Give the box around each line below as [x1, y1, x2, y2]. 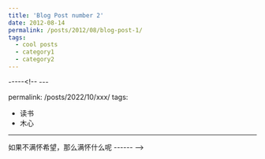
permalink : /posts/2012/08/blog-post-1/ [8, 26, 144, 34]
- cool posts [15, 41, 58, 49]
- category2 [15, 56, 55, 64]
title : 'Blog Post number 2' [8, 11, 104, 20]
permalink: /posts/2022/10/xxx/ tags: [8, 92, 129, 102]
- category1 [15, 48, 55, 56]
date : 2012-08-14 [8, 19, 65, 27]
